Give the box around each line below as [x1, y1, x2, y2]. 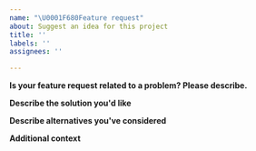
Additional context [9, 133, 82, 144]
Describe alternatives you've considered [9, 116, 167, 126]
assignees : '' [9, 47, 64, 56]
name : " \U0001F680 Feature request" [9, 13, 144, 23]
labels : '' [9, 38, 51, 48]
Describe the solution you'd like [9, 97, 132, 109]
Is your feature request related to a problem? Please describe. [9, 80, 248, 91]
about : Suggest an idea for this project [9, 22, 169, 31]
